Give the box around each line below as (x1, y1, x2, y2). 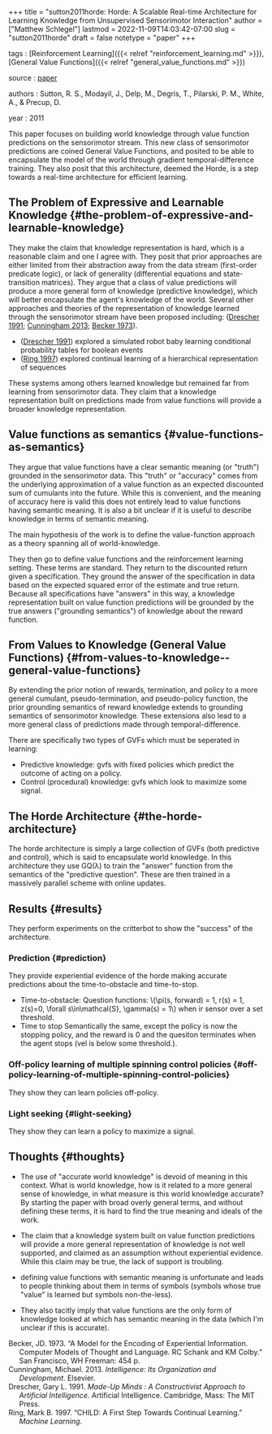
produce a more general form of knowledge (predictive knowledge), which (8, 286, 258, 295)
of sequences (19, 362, 67, 372)
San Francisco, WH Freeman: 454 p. (19, 1355, 140, 1366)
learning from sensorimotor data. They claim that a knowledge (8, 387, 217, 396)
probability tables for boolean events (19, 345, 144, 355)
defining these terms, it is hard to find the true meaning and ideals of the (19, 1206, 263, 1216)
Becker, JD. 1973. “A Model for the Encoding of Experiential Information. (8, 1338, 248, 1348)
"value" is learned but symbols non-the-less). (19, 1289, 173, 1299)
